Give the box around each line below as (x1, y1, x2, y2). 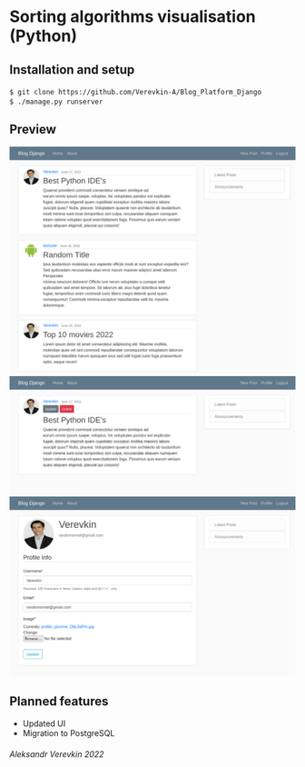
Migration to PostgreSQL (22, 727, 115, 738)
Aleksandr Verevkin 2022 (9, 748, 104, 760)
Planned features (9, 693, 109, 710)
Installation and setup (9, 62, 135, 77)
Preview (9, 122, 57, 137)
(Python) (9, 25, 77, 46)
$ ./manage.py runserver (9, 97, 103, 106)
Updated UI (22, 718, 66, 729)
